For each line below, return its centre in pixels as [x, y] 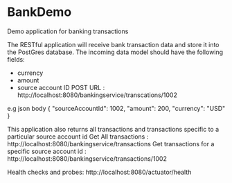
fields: [16, 59]
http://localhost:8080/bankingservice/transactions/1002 [87, 158]
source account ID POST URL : [61, 87]
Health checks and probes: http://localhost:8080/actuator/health [99, 172]
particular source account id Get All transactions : [78, 137]
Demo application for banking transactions [68, 31]
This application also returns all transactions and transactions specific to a [113, 129]
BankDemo [39, 12]
